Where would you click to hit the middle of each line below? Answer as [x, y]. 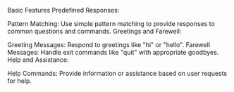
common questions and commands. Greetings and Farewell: [94, 31]
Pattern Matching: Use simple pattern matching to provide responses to [111, 24]
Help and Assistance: [38, 60]
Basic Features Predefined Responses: [63, 10]
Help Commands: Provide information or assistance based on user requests [117, 73]
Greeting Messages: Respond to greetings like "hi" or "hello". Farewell [109, 45]
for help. [19, 81]
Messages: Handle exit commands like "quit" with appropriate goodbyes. [113, 52]
